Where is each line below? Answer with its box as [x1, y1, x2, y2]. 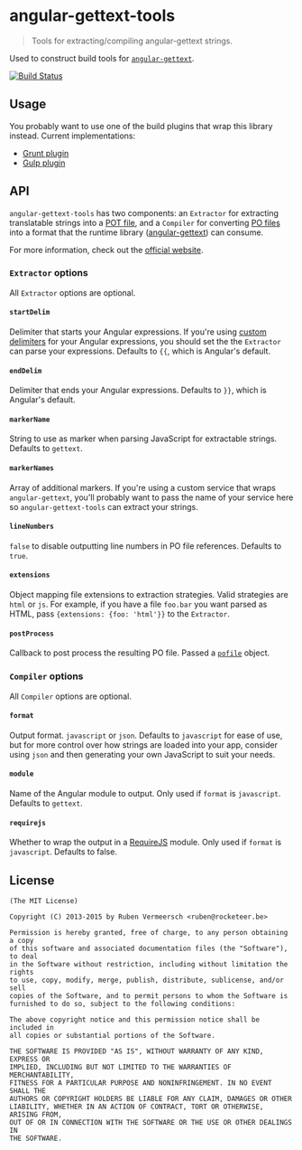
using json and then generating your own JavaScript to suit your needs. [9, 749, 276, 759]
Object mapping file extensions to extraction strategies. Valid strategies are [9, 589, 288, 600]
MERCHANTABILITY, [9, 1070, 75, 1079]
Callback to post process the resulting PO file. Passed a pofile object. [9, 647, 270, 658]
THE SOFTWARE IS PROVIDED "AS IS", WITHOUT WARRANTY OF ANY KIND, [9, 1047, 264, 1056]
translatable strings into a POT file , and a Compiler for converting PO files [9, 217, 281, 228]
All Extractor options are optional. [9, 287, 136, 298]
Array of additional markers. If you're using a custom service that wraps [9, 482, 277, 493]
